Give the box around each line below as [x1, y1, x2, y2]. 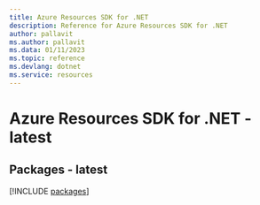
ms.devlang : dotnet [9, 63, 82, 72]
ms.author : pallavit [9, 37, 86, 47]
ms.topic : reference [9, 54, 86, 63]
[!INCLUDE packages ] [9, 186, 90, 196]
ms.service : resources [9, 71, 93, 80]
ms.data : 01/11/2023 [9, 46, 86, 55]
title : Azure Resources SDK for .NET [9, 12, 149, 22]
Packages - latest [9, 163, 108, 178]
